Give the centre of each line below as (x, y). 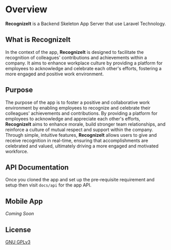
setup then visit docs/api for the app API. (48, 185)
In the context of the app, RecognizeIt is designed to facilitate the (75, 52)
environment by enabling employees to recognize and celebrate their (78, 108)
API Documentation (37, 167)
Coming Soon (20, 214)
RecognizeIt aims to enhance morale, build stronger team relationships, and (85, 124)
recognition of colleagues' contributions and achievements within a (76, 57)
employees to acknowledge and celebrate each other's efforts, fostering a (83, 68)
